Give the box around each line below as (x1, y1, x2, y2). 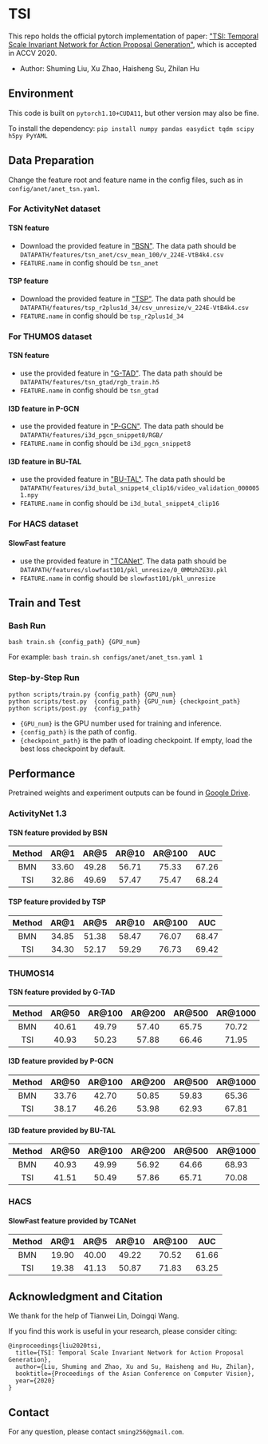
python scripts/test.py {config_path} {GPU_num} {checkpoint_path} (8, 697, 241, 706)
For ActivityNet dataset (8, 203, 101, 214)
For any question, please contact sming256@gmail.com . (8, 1426, 185, 1436)
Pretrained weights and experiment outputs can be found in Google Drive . (8, 788, 251, 798)
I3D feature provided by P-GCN (8, 1056, 114, 1066)
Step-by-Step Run (8, 672, 80, 683)
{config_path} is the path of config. (19, 726, 137, 736)
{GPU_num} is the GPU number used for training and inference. (19, 718, 222, 728)
